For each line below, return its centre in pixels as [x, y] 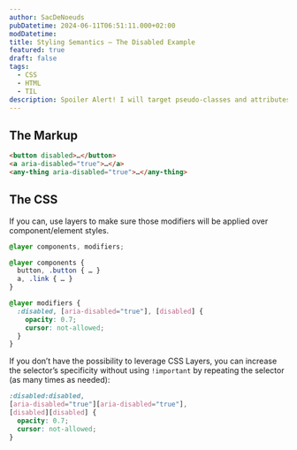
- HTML [29, 83]
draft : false [33, 58]
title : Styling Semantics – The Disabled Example [103, 42]
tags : [19, 67]
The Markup [43, 135]
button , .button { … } [59, 271]
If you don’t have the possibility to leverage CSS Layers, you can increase [143, 361]
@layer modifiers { [45, 303]
